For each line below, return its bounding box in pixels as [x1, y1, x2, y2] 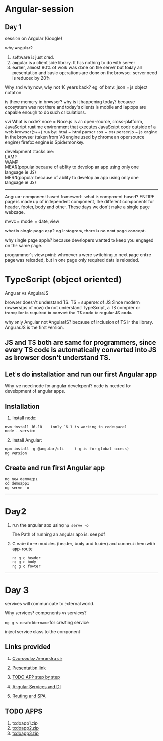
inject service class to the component [5, 628, 80, 634]
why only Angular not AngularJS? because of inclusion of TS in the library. [5, 319, 154, 325]
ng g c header [12, 555, 41, 560]
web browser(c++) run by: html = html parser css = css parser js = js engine [5, 129, 158, 134]
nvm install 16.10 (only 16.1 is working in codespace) [5, 424, 127, 429]
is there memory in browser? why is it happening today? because [5, 99, 135, 105]
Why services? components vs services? [5, 610, 87, 616]
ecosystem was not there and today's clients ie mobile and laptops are [5, 104, 146, 110]
